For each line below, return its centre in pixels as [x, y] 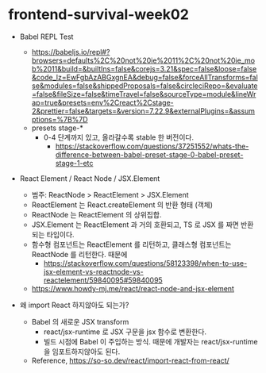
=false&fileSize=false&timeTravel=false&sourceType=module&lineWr [144, 94]
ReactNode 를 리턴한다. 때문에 [79, 254]
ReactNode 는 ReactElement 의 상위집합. [96, 214]
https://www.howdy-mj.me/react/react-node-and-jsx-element [133, 288]
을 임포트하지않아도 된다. [82, 352]
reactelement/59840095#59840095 [103, 280]
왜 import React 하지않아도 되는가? [74, 305]
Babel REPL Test [46, 37]
